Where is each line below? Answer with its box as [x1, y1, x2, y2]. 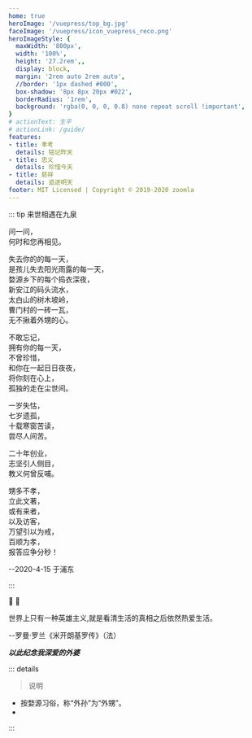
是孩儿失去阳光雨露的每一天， [8, 264, 108, 273]
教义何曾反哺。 [8, 469, 59, 478]
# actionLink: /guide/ [8, 125, 85, 133]
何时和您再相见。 [8, 237, 66, 247]
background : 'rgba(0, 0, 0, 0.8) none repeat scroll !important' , [15, 103, 245, 111]
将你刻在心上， [8, 373, 59, 382]
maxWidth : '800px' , [15, 42, 82, 50]
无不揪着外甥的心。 [8, 315, 73, 325]
